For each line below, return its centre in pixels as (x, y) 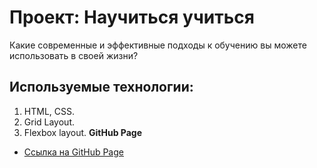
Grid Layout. (49, 122)
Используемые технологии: (101, 87)
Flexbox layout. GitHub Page (83, 132)
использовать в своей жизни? (74, 55)
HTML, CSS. (49, 111)
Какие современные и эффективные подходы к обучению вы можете (158, 45)
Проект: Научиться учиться (132, 17)
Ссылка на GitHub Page (73, 152)
